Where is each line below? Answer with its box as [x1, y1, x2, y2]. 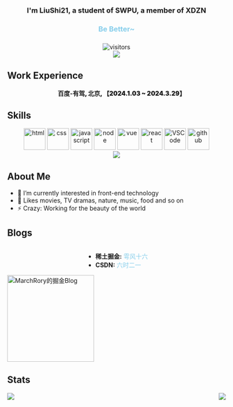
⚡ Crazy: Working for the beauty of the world [17, 204, 146, 213]
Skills [7, 110, 31, 121]
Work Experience [7, 70, 84, 82]
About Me [7, 171, 51, 182]
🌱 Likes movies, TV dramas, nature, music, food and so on [17, 196, 184, 205]
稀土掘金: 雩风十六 [95, 252, 148, 261]
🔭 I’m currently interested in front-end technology [17, 189, 159, 198]
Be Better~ [98, 24, 135, 33]
